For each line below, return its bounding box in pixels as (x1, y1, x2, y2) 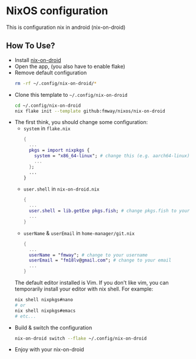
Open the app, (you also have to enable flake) (14, 63, 125, 70)
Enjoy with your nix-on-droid (14, 346, 84, 353)
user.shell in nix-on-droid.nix (23, 185, 100, 192)
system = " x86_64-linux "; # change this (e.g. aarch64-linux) (34, 153, 190, 159)
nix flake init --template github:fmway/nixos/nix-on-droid (14, 108, 165, 114)
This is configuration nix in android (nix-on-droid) (6, 24, 126, 31)
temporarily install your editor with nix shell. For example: (14, 285, 154, 292)
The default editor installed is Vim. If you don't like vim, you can (14, 279, 169, 286)
